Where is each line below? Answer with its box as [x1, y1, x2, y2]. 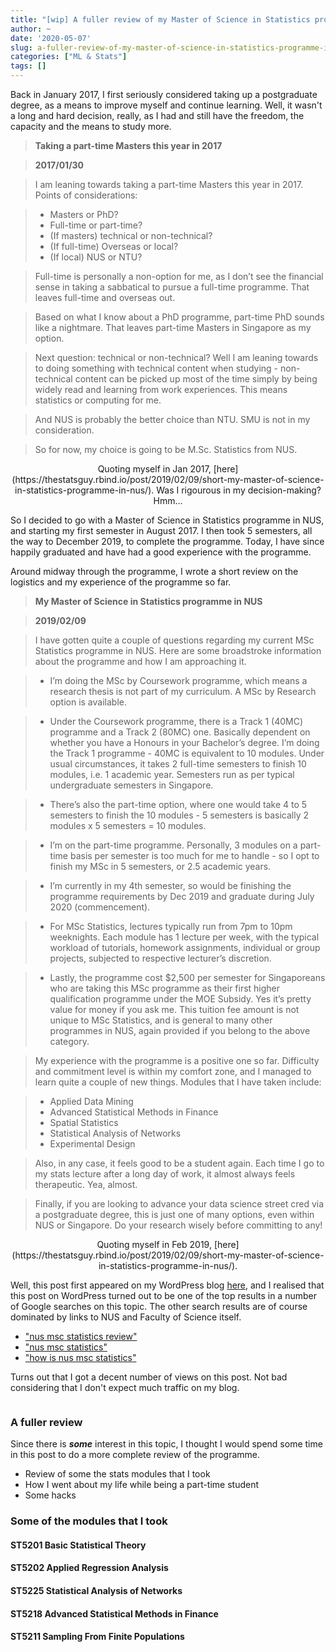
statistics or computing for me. [34, 394, 162, 406]
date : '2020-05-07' [10, 33, 92, 43]
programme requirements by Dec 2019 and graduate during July [49, 891, 315, 902]
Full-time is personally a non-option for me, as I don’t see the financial [34, 271, 324, 282]
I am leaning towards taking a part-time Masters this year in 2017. [34, 179, 304, 190]
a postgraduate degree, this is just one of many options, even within [34, 1209, 315, 1220]
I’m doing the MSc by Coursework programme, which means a [49, 675, 308, 686]
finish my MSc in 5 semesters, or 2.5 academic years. [49, 861, 272, 872]
